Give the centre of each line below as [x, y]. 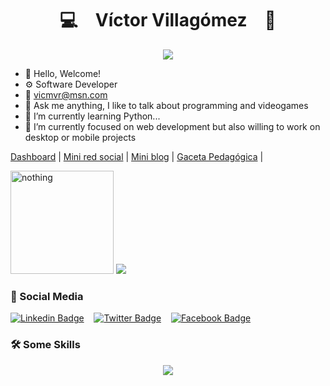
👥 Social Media [47, 296]
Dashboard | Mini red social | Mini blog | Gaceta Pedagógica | [137, 156]
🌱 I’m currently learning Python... [92, 116]
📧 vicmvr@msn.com [66, 94]
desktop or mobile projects [80, 137]
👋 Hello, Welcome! [63, 73]
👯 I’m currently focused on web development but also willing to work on [172, 126]
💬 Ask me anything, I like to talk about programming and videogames [166, 105]
